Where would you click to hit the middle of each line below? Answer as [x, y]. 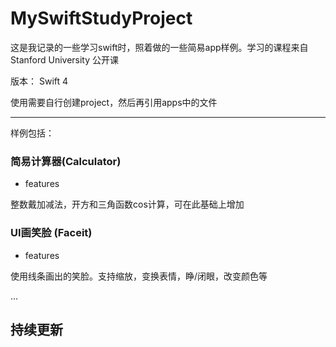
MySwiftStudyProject [101, 18]
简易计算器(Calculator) [66, 161]
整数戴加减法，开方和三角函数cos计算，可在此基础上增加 [127, 204]
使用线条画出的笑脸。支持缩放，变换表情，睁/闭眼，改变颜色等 [139, 276]
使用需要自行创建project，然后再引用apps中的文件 [114, 102]
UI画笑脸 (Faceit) [51, 233]
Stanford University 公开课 [65, 59]
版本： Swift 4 [39, 81]
